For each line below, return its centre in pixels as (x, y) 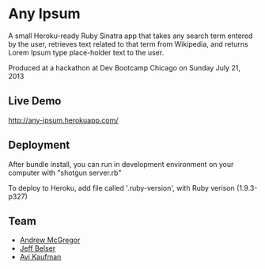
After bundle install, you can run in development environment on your (121, 164)
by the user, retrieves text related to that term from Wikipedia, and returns (128, 44)
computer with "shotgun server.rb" (65, 172)
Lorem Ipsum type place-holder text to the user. (86, 52)
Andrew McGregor (50, 240)
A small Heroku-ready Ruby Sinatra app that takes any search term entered (131, 36)
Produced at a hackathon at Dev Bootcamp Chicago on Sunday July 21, (125, 67)
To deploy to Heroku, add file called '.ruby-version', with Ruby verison (121, 188)
